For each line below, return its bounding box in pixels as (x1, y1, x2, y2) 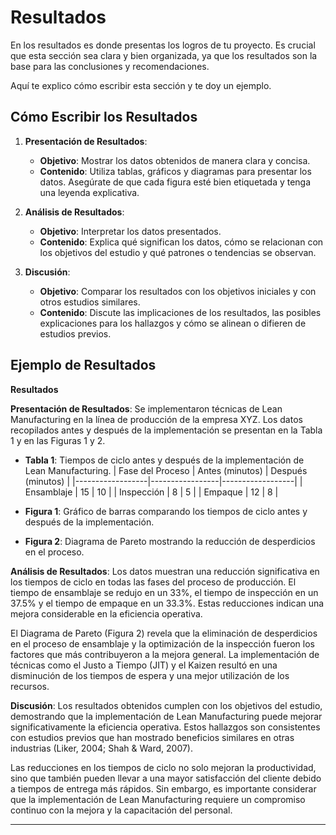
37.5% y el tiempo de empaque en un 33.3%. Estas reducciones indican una (10, 597, 325, 609)
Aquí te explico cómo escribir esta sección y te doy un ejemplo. (10, 79, 272, 91)
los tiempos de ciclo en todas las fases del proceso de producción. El (10, 576, 297, 588)
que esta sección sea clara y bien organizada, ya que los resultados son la (10, 49, 318, 61)
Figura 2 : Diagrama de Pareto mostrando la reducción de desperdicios (24, 535, 316, 547)
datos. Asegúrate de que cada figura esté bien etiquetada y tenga (39, 176, 312, 188)
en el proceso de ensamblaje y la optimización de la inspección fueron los (10, 637, 315, 650)
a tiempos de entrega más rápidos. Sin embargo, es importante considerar (10, 782, 317, 795)
